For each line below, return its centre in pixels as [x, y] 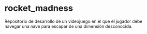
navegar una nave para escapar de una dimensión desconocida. [68, 26]
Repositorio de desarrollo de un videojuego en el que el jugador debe [73, 21]
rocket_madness [39, 8]
